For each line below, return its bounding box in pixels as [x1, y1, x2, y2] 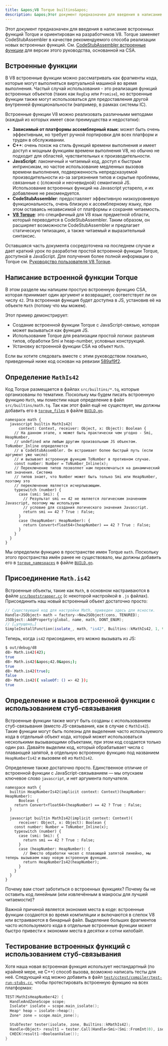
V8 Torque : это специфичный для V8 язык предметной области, [12, 212, 150, 218]
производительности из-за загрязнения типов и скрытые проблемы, [12, 174, 160, 181]
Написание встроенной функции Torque [5, 273, 138, 281]
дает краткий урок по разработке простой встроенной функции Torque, [5, 248, 159, 254]
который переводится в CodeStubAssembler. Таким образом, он [12, 217, 150, 223]
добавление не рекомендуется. [12, 190, 80, 196]
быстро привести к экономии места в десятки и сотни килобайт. [5, 928, 144, 934]
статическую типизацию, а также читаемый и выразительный [12, 228, 145, 234]
